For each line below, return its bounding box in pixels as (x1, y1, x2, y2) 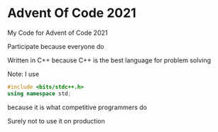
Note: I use (7, 70, 40, 78)
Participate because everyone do (7, 42, 104, 50)
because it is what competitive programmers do (7, 103, 148, 111)
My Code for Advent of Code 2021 (7, 28, 108, 37)
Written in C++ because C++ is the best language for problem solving (7, 55, 212, 65)
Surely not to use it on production (7, 116, 105, 125)
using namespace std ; (7, 90, 72, 97)
